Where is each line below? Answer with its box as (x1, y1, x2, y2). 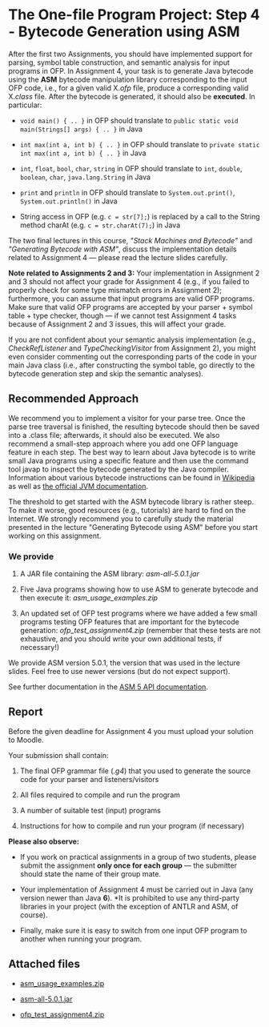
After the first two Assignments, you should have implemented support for (8, 49, 253, 58)
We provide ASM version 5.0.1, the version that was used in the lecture (8, 658, 240, 668)
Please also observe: (8, 836, 80, 846)
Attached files (8, 957, 80, 971)
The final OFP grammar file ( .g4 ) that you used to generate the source (19, 766, 251, 776)
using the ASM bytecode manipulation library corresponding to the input (8, 74, 247, 84)
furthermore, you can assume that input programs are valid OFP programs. (8, 294, 255, 303)
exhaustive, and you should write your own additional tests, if (19, 634, 223, 644)
